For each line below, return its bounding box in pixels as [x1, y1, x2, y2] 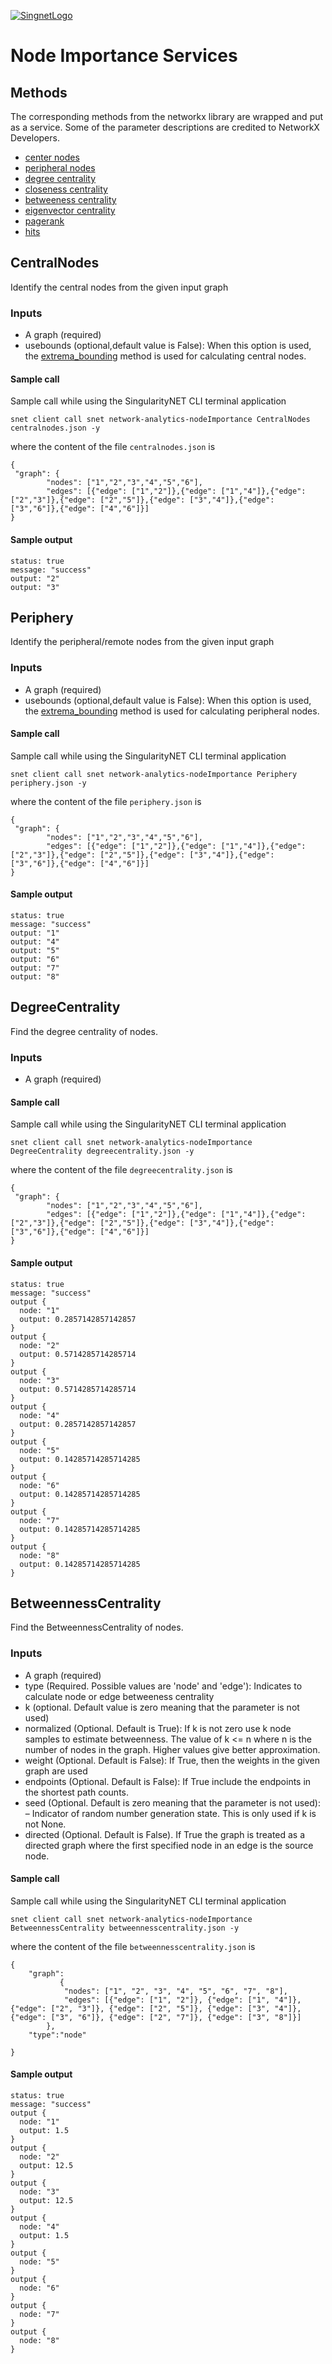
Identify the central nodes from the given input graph [10, 281, 229, 293]
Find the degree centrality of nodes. [10, 1025, 158, 1037]
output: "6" [10, 955, 60, 965]
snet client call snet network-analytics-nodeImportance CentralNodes [10, 415, 311, 425]
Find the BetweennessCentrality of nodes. [10, 1621, 184, 1634]
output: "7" [10, 963, 60, 974]
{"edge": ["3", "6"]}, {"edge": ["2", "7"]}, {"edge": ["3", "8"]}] [10, 2012, 302, 2022]
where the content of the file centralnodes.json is [10, 441, 216, 453]
